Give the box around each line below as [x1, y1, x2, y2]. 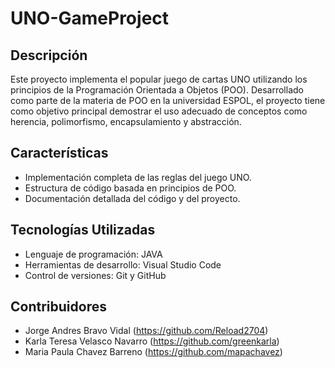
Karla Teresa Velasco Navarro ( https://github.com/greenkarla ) [24, 335, 280, 347]
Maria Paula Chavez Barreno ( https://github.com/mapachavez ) [24, 346, 283, 358]
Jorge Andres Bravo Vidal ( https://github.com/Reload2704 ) [24, 325, 269, 337]
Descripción [10, 47, 88, 64]
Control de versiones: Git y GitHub [24, 269, 167, 281]
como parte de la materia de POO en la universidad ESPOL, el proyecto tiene [10, 95, 326, 106]
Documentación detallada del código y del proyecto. [24, 192, 241, 204]
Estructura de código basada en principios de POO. [24, 182, 237, 194]
